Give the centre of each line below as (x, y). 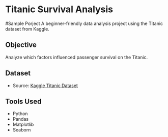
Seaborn (22, 130)
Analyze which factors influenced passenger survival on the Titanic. (77, 57)
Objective (21, 45)
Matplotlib (23, 125)
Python (20, 114)
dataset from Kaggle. (27, 29)
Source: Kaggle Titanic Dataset (45, 86)
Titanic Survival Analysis (59, 9)
